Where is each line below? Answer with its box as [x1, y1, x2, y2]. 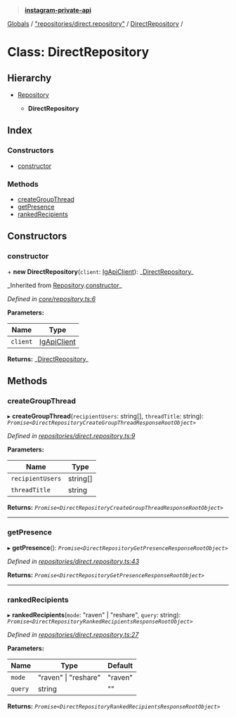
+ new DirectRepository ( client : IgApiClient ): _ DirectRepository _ [7, 267, 195, 276]
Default [107, 660, 133, 670]
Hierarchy [7, 72, 52, 84]
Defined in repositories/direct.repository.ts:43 [7, 557, 140, 565]
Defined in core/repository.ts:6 [7, 294, 96, 303]
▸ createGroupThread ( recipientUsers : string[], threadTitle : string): [7, 412, 204, 421]
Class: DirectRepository [7, 44, 150, 60]
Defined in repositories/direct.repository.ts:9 [7, 432, 136, 440]
